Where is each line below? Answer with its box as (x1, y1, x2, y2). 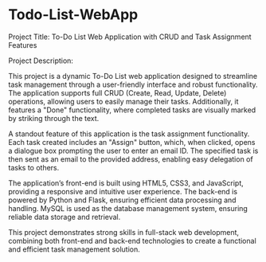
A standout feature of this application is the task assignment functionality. (8, 129, 250, 139)
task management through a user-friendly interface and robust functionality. (8, 80, 258, 89)
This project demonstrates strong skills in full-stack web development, (8, 227, 240, 237)
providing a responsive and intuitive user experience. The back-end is (8, 186, 237, 196)
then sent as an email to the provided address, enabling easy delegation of (8, 154, 253, 164)
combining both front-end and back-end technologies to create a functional (8, 236, 256, 245)
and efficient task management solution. (8, 244, 141, 254)
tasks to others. (8, 162, 60, 172)
